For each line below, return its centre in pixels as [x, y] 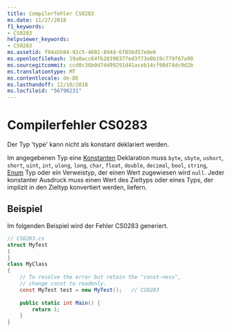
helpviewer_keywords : [38, 40]
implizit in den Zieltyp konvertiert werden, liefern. [77, 187]
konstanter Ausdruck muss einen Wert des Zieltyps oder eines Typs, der [110, 180]
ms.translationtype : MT [42, 71]
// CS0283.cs [26, 238]
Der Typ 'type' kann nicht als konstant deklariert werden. [88, 145]
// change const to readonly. [63, 283]
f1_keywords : [26, 26]
